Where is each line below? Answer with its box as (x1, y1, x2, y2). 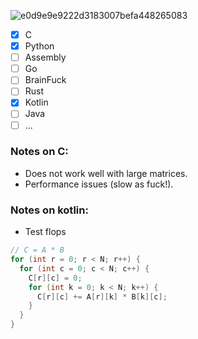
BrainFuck (24, 74, 67, 86)
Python (24, 40, 55, 52)
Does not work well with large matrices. (24, 167, 188, 179)
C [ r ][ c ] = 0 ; (28, 273, 83, 283)
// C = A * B (10, 245, 65, 255)
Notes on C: (10, 145, 69, 159)
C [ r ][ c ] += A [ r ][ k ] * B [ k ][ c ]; (36, 291, 168, 302)
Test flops (24, 226, 67, 238)
